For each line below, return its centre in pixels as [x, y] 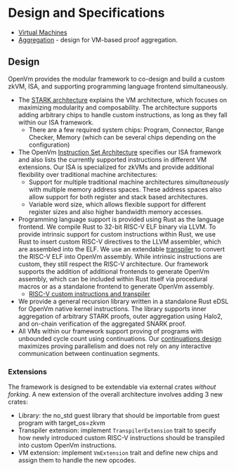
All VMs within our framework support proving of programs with [110, 331]
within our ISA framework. [56, 122]
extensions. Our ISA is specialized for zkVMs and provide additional [116, 167]
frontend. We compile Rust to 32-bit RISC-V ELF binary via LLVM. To [117, 227]
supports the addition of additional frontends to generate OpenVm [114, 271]
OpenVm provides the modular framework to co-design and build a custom [117, 79]
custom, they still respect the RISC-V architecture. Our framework [113, 264]
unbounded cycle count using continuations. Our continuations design [120, 338]
